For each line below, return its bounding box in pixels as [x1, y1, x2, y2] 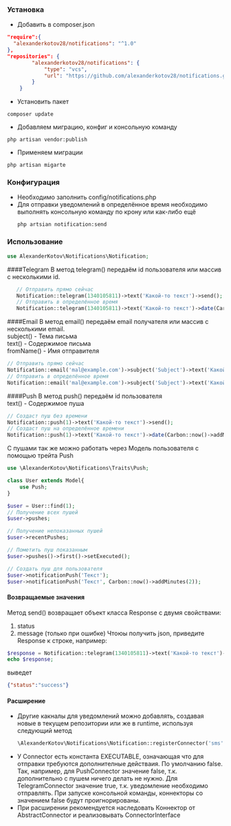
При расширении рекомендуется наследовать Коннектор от [16, 804, 196, 812]
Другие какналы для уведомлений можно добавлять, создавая [16, 712, 204, 721]
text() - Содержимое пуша [7, 399, 85, 407]
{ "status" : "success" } [7, 682, 69, 689]
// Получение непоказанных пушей [7, 528, 103, 535]
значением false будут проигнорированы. [16, 796, 141, 805]
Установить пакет [16, 98, 69, 106]
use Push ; [19, 484, 48, 491]
